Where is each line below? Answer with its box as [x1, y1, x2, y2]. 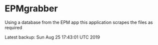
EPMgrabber [4, 3, 58, 14]
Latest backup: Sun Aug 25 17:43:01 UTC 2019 [4, 34, 100, 40]
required [4, 24, 22, 30]
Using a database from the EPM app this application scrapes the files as [4, 19, 153, 25]
